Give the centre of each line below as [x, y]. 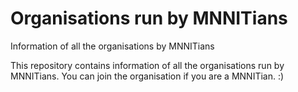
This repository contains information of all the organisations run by [147, 65]
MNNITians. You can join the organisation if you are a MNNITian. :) [147, 76]
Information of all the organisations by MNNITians [112, 46]
